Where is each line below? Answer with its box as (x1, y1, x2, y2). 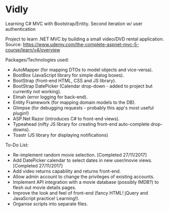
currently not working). (12, 88, 61, 94)
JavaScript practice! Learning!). (12, 195, 80, 201)
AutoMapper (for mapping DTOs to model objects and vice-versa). (12, 67, 153, 73)
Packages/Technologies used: (5, 56, 69, 62)
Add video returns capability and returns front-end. (12, 168, 121, 174)
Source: (5, 41, 22, 47)
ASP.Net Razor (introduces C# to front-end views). (12, 115, 120, 121)
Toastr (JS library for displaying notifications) (12, 132, 109, 138)
